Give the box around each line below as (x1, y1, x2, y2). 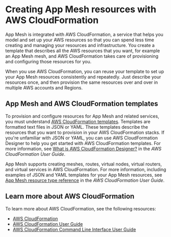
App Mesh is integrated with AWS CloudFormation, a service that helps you (5, 31, 163, 37)
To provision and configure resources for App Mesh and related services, (5, 113, 159, 119)
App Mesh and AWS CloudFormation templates (5, 100, 158, 108)
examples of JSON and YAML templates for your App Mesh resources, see (5, 172, 162, 178)
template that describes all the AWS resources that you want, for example (5, 48, 160, 54)
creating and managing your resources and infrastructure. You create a (5, 42, 155, 48)
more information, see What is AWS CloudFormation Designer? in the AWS (5, 146, 162, 152)
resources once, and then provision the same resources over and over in (5, 79, 158, 85)
